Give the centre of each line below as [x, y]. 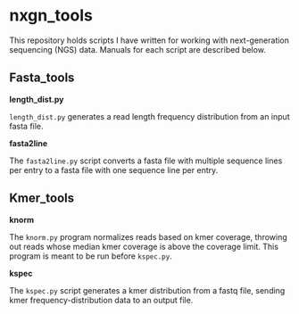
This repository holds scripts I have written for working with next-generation [149, 40]
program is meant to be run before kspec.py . [91, 256]
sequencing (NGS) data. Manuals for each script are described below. [137, 49]
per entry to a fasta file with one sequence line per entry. [114, 169]
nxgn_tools [51, 16]
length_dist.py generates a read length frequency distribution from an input [149, 116]
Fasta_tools [42, 78]
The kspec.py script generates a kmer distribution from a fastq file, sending [147, 290]
